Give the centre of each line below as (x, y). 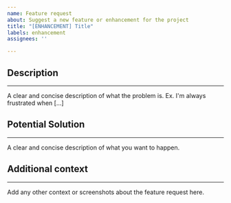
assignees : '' (27, 39)
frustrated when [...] (35, 103)
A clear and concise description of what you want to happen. (93, 147)
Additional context (47, 169)
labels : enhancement (37, 33)
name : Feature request (40, 13)
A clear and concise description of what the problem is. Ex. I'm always (107, 95)
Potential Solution (46, 124)
